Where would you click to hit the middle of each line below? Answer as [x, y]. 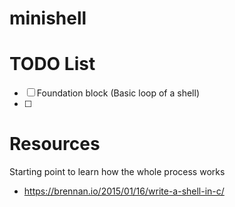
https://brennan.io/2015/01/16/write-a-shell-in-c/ [124, 191]
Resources [55, 144]
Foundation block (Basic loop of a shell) [118, 93]
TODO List [52, 64]
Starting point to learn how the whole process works [117, 172]
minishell [48, 18]
